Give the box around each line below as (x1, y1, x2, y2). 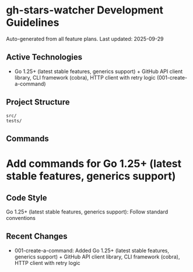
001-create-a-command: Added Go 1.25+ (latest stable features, (14, 247, 170, 254)
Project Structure (6, 97, 70, 107)
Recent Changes (6, 232, 68, 242)
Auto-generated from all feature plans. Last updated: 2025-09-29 (6, 35, 164, 42)
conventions (6, 214, 36, 221)
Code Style (6, 192, 47, 202)
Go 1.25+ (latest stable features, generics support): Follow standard (6, 208, 169, 215)
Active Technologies (6, 52, 83, 62)
